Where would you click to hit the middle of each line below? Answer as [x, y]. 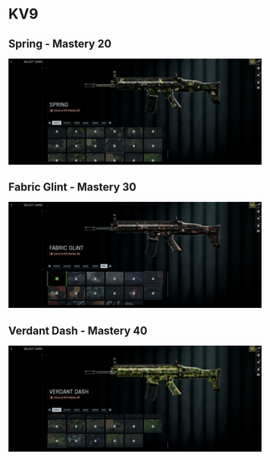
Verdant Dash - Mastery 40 [78, 331]
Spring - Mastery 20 [60, 44]
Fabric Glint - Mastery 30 [72, 187]
